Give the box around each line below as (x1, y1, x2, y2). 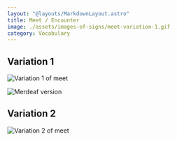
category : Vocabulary (7, 29, 71, 37)
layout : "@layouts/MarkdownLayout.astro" (7, 10, 130, 17)
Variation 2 (7, 107, 56, 119)
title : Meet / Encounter (7, 17, 80, 24)
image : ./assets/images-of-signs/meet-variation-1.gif (7, 23, 171, 30)
